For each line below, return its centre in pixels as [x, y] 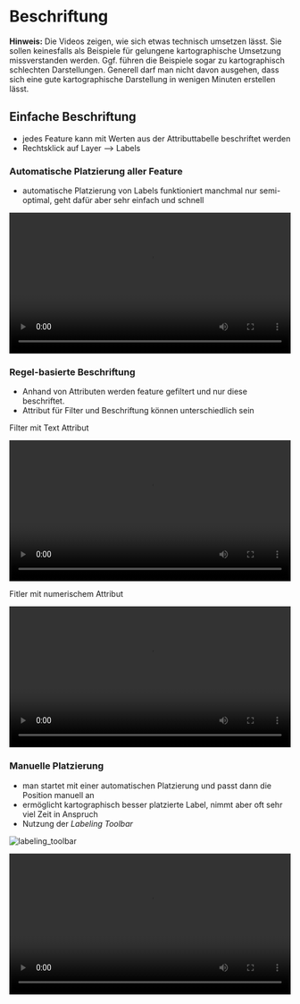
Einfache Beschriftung [73, 117]
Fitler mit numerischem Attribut [66, 594]
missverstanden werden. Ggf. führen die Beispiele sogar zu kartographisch [147, 60]
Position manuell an [58, 795]
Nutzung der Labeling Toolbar [78, 823]
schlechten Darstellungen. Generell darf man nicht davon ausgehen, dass [144, 70]
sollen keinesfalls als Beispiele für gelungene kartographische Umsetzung [145, 50]
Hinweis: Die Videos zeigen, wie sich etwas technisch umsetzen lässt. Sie [146, 41]
